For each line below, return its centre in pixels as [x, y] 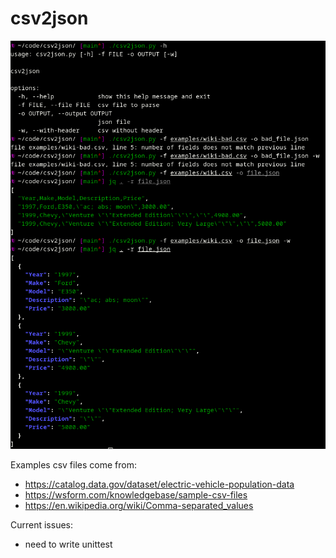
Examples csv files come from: [73, 465]
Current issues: [42, 525]
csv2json [49, 18]
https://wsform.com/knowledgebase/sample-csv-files [136, 495]
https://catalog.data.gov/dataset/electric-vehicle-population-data [159, 484]
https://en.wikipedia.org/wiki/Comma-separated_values [139, 506]
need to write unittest [68, 544]
